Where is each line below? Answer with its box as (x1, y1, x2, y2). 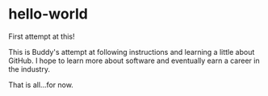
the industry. (8, 64, 51, 73)
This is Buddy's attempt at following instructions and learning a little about (8, 47, 255, 56)
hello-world (8, 5, 89, 23)
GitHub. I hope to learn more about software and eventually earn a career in (8, 56, 260, 65)
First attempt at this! (8, 31, 75, 41)
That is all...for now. (8, 80, 74, 90)
